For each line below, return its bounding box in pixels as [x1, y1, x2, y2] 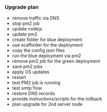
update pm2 [12, 31, 37, 38]
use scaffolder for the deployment [12, 42, 83, 48]
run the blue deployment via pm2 [12, 53, 81, 59]
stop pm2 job [12, 20, 40, 26]
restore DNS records [12, 90, 55, 97]
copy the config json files [12, 47, 65, 54]
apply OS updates [12, 69, 49, 75]
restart [12, 74, 26, 81]
